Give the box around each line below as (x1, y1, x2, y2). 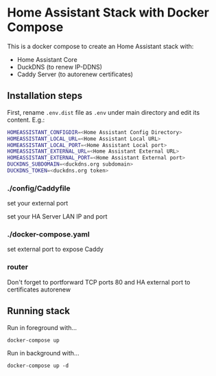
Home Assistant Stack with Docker (7, 5, 209, 21)
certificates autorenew (7, 285, 71, 294)
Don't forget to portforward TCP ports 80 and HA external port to (7, 278, 191, 286)
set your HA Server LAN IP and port (7, 212, 108, 221)
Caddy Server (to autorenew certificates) (16, 70, 134, 78)
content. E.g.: (7, 115, 45, 124)
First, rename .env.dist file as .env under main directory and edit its (7, 108, 200, 116)
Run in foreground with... (7, 323, 77, 331)
